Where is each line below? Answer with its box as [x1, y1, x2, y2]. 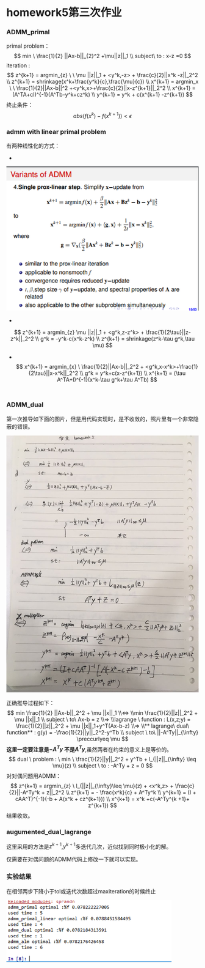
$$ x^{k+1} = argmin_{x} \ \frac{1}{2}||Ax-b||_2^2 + [16, 363, 145, 370]
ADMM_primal [6, 28, 50, 37]
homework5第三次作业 [6, 6, 122, 20]
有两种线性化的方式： [6, 142, 60, 150]
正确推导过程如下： [6, 699, 55, 706]
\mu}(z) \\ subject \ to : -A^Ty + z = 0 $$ [52, 762, 153, 769]
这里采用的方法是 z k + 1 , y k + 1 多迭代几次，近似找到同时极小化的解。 [6, 841, 172, 850]
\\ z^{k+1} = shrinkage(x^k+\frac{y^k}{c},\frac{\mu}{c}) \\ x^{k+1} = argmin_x [6, 78, 199, 86]
